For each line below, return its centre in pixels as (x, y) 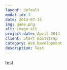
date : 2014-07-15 (24, 19)
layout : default (22, 10)
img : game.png (20, 24)
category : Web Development (34, 43)
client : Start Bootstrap (31, 39)
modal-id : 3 (18, 15)
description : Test (25, 48)
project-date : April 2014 (32, 34)
